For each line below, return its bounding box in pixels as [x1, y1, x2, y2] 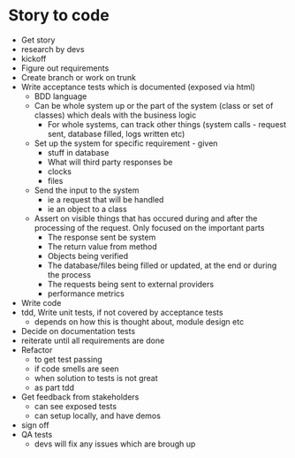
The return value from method [47, 240, 158, 252]
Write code [20, 297, 62, 308]
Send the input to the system [34, 185, 140, 195]
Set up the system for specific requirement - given [34, 138, 218, 149]
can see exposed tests [34, 401, 117, 411]
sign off [20, 419, 49, 430]
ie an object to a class [47, 203, 127, 214]
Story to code [8, 5, 110, 26]
